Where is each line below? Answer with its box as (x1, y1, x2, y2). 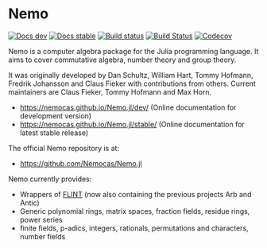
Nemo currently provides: (8, 174, 92, 184)
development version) (19, 110, 92, 120)
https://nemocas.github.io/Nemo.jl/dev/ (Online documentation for (19, 103, 237, 112)
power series (19, 215, 63, 224)
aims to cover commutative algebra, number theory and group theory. (8, 55, 237, 64)
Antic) (19, 198, 40, 207)
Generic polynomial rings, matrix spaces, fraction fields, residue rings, (19, 206, 250, 215)
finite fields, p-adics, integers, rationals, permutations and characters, (19, 223, 249, 233)
